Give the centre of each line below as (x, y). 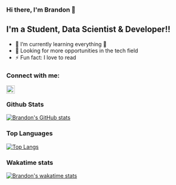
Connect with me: (33, 75)
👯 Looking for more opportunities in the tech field (76, 51)
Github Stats (25, 104)
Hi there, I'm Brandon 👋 (41, 10)
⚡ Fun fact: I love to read (46, 57)
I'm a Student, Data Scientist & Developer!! (89, 30)
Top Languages (30, 133)
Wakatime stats (30, 162)
